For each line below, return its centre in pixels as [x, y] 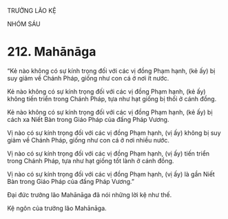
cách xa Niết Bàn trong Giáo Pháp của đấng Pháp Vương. [88, 119]
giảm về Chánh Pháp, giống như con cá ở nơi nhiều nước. [89, 140]
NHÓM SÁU [24, 24]
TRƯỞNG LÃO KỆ [32, 11]
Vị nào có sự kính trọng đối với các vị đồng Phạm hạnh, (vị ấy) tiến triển [108, 153]
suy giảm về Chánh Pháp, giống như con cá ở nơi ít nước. [88, 78]
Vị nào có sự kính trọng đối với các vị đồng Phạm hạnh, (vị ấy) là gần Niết [111, 174]
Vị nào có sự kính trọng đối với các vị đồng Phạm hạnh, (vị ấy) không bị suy [114, 133]
